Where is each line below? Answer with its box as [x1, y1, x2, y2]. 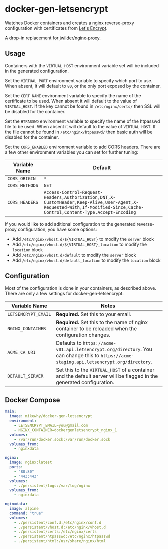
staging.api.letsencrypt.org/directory [56, 359, 151, 365]
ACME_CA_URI [7, 349, 36, 355]
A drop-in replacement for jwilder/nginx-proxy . [5, 35, 101, 41]
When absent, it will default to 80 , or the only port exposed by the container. [5, 83, 161, 89]
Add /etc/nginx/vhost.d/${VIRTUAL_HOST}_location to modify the [12, 241, 147, 247]
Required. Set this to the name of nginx [56, 319, 148, 326]
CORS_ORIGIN [7, 176, 36, 181]
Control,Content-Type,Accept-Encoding [44, 209, 136, 215]
